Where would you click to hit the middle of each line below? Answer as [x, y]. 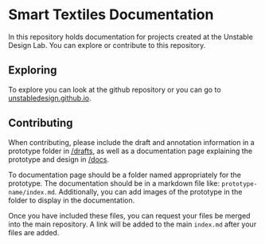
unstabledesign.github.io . [50, 98]
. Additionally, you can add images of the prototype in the [148, 191]
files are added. [34, 232]
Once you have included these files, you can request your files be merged [129, 215]
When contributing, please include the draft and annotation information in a [131, 142]
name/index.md [32, 192]
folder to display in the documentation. [72, 200]
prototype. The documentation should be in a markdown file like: [114, 183]
